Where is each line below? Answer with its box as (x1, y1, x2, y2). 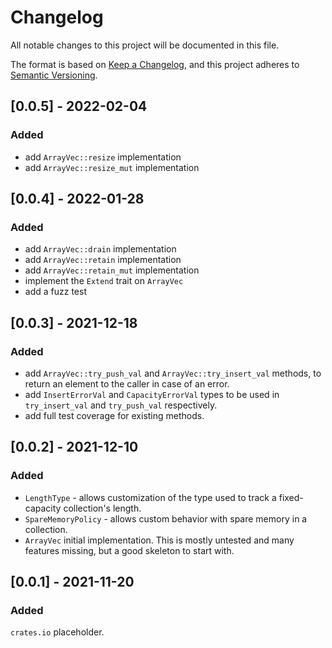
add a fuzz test (24, 286, 87, 298)
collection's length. (63, 502, 142, 514)
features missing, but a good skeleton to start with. (24, 544, 235, 556)
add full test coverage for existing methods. (24, 410, 205, 421)
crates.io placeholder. (10, 626, 105, 638)
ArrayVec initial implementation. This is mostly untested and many (24, 534, 295, 546)
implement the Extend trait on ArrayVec (24, 275, 184, 287)
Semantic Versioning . (10, 69, 98, 81)
